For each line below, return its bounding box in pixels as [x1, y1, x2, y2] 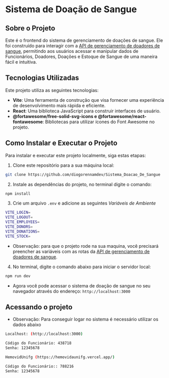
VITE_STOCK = [5, 234, 31, 239]
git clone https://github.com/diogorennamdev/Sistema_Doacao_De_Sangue [5, 172, 160, 177]
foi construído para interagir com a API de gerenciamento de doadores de [5, 43, 160, 49]
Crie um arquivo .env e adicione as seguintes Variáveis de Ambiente [12, 200, 156, 207]
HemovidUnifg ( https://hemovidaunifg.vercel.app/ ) [5, 355, 115, 360]
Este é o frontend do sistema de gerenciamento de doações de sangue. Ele [5, 37, 163, 43]
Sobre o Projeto [5, 24, 55, 33]
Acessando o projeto [5, 303, 73, 311]
